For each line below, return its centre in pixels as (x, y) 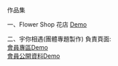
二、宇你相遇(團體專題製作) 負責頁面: (59, 39)
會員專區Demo (27, 47)
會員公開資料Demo (34, 56)
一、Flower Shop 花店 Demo (47, 24)
